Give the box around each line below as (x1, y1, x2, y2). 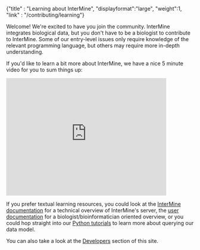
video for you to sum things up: (6, 66, 83, 73)
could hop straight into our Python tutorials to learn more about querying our (6, 220, 194, 226)
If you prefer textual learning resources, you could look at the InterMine (6, 200, 182, 208)
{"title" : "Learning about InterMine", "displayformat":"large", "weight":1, (6, 5, 182, 12)
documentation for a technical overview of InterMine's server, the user (6, 207, 179, 214)
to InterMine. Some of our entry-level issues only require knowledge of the (6, 36, 189, 42)
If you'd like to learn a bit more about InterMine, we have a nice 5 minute (6, 60, 183, 67)
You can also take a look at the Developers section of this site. (6, 237, 159, 244)
